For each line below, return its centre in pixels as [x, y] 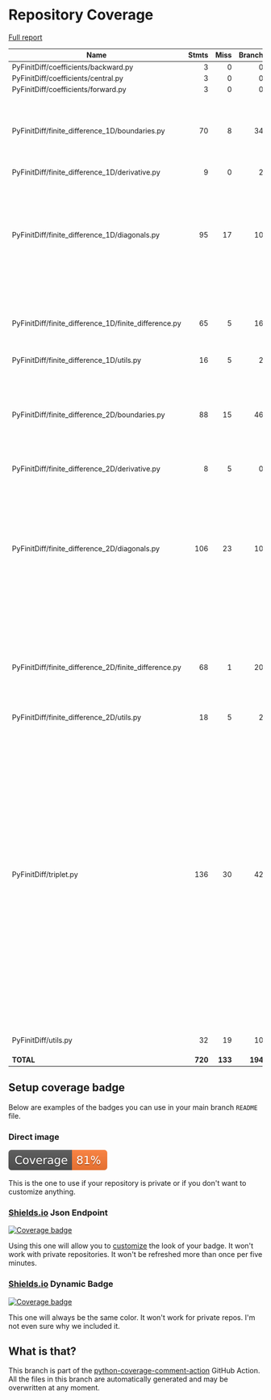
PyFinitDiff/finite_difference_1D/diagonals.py [85, 234]
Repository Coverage [81, 15]
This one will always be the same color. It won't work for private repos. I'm [132, 1317]
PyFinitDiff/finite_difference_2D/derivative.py [86, 468]
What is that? [42, 1352]
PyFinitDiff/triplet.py [45, 874]
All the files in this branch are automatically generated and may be [118, 1379]
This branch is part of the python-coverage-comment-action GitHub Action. [134, 1371]
